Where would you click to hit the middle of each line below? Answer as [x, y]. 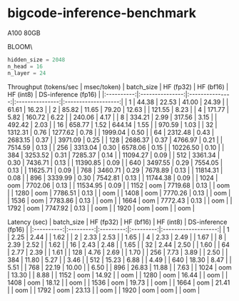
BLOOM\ [20, 46]
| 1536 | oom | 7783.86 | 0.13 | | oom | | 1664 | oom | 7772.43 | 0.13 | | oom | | [120, 200]
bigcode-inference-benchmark [102, 13]
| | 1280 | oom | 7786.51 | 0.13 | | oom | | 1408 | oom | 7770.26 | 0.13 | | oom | [119, 193]
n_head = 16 [25, 66]
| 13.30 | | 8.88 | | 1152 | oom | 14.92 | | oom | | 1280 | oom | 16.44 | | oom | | [118, 275]
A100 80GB [24, 33]
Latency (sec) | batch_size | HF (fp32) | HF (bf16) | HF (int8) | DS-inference [117, 222]
